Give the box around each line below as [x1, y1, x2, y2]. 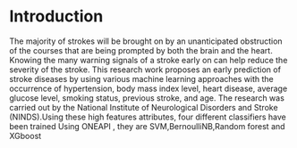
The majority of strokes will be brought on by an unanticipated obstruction [9, 36, 284, 46]
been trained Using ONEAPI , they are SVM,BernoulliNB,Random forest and [9, 120, 285, 131]
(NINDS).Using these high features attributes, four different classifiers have [9, 111, 286, 122]
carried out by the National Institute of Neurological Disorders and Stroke [9, 102, 279, 112]
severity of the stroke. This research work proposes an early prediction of [9, 64, 282, 75]
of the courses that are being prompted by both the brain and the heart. [9, 45, 273, 55]
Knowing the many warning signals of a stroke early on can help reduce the [9, 54, 288, 65]
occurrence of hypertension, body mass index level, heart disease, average [9, 83, 288, 94]
